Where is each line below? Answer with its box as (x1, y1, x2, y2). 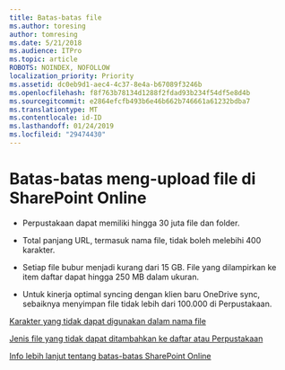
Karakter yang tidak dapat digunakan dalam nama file (9, 315, 206, 326)
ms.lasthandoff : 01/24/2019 (9, 122, 115, 131)
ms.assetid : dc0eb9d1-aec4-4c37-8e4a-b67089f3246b (9, 80, 203, 89)
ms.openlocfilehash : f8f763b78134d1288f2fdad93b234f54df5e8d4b (9, 88, 251, 97)
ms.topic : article (9, 55, 78, 64)
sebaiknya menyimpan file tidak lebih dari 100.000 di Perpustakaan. (22, 298, 272, 309)
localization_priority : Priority (9, 72, 134, 81)
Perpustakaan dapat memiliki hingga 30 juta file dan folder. (22, 217, 240, 228)
